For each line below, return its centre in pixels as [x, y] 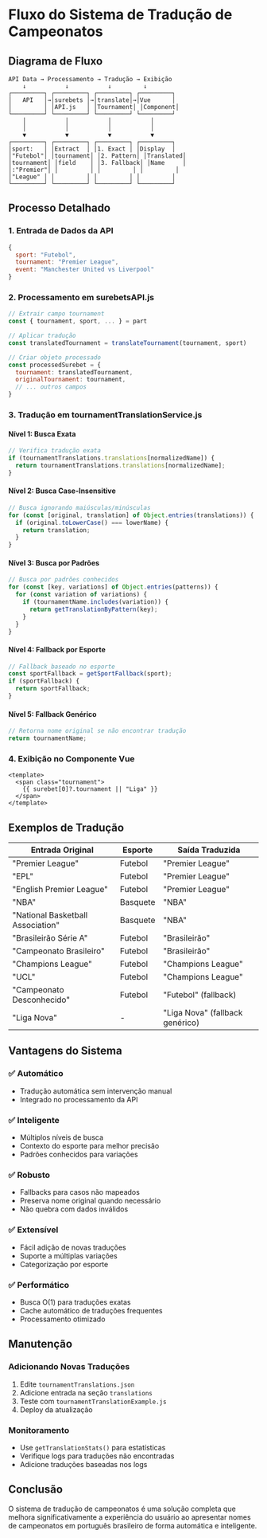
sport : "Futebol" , [46, 255]
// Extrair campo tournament [56, 314]
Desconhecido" [41, 1000]
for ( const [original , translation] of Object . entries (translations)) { [131, 515]
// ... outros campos [51, 387]
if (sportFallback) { [44, 681]
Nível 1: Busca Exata [42, 434]
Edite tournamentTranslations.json [77, 1384]
